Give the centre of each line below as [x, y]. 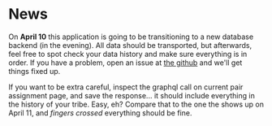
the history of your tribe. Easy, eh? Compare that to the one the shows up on [136, 104]
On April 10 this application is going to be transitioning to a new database [131, 37]
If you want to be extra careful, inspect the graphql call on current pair [126, 87]
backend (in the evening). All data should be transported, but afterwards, [130, 45]
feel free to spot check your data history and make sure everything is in [128, 54]
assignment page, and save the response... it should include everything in [132, 95]
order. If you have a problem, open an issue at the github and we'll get [125, 63]
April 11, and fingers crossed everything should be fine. [100, 113]
